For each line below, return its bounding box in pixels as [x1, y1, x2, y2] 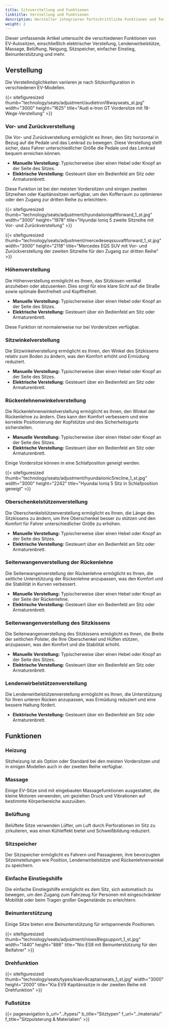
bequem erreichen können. [5, 151, 61, 157]
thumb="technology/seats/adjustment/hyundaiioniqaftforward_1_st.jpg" [5, 212, 152, 218]
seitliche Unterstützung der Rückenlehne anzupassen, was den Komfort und [5, 575, 163, 581]
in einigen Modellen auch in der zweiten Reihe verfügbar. [5, 764, 123, 770]
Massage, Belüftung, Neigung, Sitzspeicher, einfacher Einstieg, [5, 46, 136, 52]
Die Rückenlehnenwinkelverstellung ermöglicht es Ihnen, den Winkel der [5, 408, 155, 414]
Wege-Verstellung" [5, 110, 45, 116]
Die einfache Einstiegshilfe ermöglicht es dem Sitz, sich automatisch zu [5, 887, 153, 893]
